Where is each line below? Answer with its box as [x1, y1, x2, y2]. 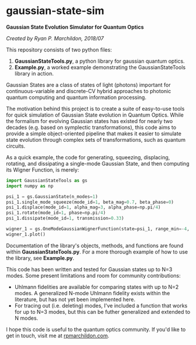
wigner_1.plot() [6, 231, 46, 237]
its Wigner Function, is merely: [6, 166, 80, 173]
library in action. [14, 70, 54, 77]
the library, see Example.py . [6, 254, 74, 261]
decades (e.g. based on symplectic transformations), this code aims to [6, 124, 177, 131]
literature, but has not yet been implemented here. [14, 296, 136, 303]
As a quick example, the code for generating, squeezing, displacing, [6, 153, 170, 160]
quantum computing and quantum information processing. [6, 94, 147, 101]
